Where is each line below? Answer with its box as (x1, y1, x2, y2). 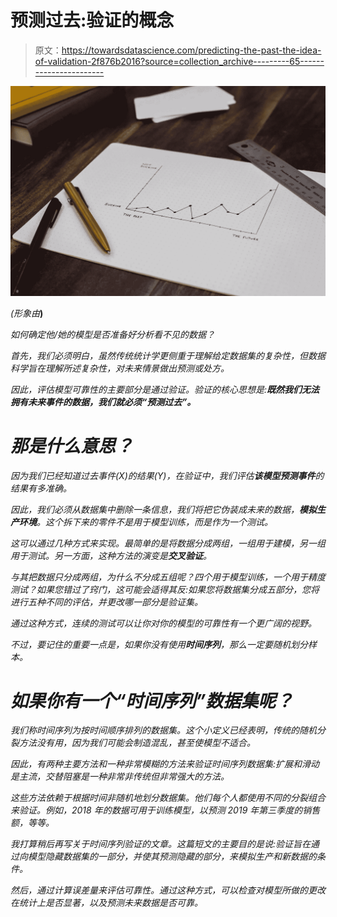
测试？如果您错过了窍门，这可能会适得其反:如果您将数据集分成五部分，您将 (10, 583, 320, 595)
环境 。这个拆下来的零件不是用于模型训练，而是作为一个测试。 (18, 516, 273, 528)
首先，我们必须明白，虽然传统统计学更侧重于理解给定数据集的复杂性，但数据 (10, 349, 326, 361)
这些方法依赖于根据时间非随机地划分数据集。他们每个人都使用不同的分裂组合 (10, 792, 326, 804)
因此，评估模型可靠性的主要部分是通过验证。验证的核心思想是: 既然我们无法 (10, 383, 320, 395)
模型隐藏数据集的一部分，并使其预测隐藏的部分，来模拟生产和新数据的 (27, 851, 317, 863)
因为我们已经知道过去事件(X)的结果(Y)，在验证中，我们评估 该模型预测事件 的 (10, 469, 325, 481)
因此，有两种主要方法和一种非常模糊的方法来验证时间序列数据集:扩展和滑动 (10, 758, 320, 770)
